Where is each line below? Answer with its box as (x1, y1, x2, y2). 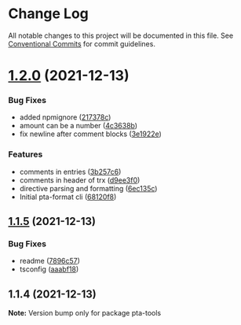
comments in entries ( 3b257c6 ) (19, 167, 122, 176)
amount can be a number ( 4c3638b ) (19, 121, 138, 131)
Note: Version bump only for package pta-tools (8, 308, 162, 318)
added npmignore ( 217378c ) (19, 113, 111, 122)
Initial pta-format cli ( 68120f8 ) (19, 192, 117, 201)
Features (8, 149, 43, 160)
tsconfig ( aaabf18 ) (19, 264, 79, 274)
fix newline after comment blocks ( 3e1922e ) (19, 129, 162, 138)
